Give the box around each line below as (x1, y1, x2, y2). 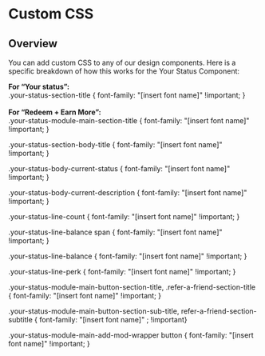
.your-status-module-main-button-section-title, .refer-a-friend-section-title (8, 282, 256, 292)
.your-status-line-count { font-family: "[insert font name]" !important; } (8, 212, 240, 221)
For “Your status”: (8, 82, 70, 91)
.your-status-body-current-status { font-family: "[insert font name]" (8, 164, 231, 173)
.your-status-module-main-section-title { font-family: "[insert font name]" (8, 116, 250, 125)
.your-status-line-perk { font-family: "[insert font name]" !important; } (8, 267, 236, 276)
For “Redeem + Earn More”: (8, 107, 101, 117)
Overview (8, 37, 58, 50)
